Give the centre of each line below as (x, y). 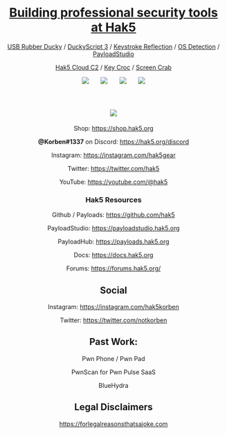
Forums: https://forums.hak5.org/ (113, 268)
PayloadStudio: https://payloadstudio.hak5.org (113, 228)
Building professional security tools (113, 13)
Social (113, 290)
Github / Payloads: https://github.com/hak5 (113, 215)
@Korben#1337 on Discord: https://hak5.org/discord (113, 141)
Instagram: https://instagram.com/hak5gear (113, 155)
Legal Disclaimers (113, 407)
